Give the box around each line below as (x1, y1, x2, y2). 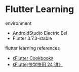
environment (5, 20, 32, 26)
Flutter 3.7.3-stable (12, 35, 52, 41)
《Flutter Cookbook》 (12, 55, 53, 61)
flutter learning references (5, 45, 60, 51)
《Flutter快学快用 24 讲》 (12, 61, 63, 67)
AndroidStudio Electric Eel (12, 30, 67, 36)
